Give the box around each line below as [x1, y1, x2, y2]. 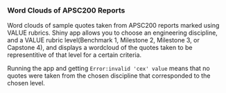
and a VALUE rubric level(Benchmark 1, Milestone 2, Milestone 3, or [7, 36, 200, 44]
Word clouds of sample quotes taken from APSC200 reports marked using [7, 22, 220, 30]
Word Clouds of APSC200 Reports [7, 6, 125, 15]
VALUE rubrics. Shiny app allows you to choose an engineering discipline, [7, 28, 218, 37]
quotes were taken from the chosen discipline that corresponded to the [7, 71, 211, 80]
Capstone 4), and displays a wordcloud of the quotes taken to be [7, 44, 193, 52]
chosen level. [7, 79, 45, 87]
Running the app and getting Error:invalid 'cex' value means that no [7, 65, 210, 73]
